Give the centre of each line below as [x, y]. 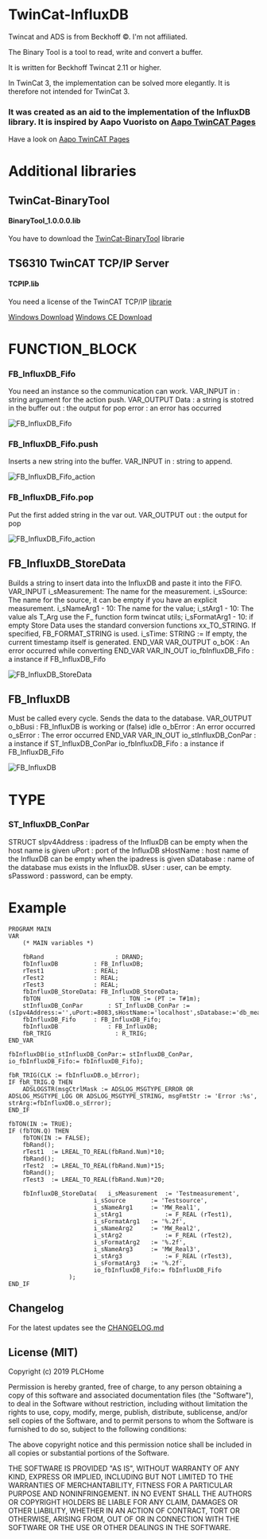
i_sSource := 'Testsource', [151, 1200]
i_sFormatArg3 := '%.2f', [140, 1263]
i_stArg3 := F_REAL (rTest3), [163, 1256]
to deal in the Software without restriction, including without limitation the [128, 1404]
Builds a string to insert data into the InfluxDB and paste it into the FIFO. [125, 583]
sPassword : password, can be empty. [71, 876]
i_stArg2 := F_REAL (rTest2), [163, 1235]
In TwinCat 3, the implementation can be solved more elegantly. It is [119, 83]
